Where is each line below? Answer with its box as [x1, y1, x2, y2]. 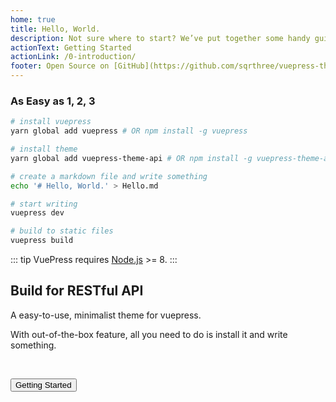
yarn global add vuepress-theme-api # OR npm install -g [10, 153, 253, 163]
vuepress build [10, 236, 74, 246]
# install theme [10, 144, 78, 155]
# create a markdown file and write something [10, 171, 208, 181]
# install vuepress [10, 117, 92, 127]
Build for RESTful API [10, 282, 144, 300]
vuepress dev [10, 208, 65, 218]
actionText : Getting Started [10, 42, 132, 53]
